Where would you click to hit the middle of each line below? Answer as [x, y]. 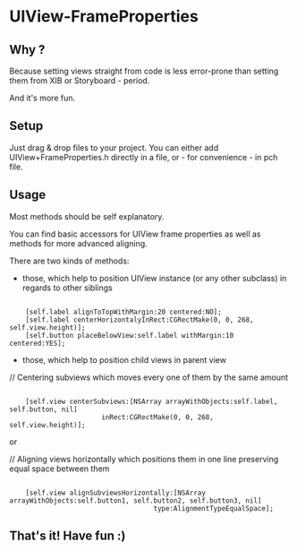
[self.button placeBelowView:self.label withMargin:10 [130, 335]
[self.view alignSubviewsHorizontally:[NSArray [115, 493]
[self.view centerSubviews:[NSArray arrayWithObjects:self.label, [152, 401]
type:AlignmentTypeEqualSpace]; [214, 508]
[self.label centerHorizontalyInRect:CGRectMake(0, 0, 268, [140, 320]
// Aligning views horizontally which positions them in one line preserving [144, 459]
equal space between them [59, 469]
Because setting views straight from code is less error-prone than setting [144, 71]
